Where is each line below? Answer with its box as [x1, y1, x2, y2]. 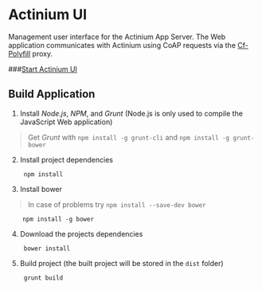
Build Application [8, 88, 96, 101]
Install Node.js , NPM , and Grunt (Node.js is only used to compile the [19, 108, 243, 118]
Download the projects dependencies [19, 229, 143, 238]
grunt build [23, 273, 64, 282]
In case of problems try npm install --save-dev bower [27, 199, 206, 209]
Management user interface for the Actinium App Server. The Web [8, 32, 226, 41]
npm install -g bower [22, 215, 94, 223]
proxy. [32, 49, 53, 58]
